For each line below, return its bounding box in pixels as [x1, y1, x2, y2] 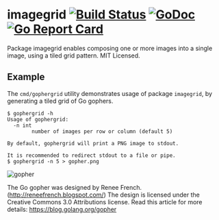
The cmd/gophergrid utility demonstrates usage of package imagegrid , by [7, 89, 213, 97]
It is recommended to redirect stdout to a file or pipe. [7, 151, 176, 159]
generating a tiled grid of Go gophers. [7, 97, 114, 105]
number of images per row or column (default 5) [31, 127, 173, 135]
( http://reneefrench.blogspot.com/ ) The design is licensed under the [7, 191, 200, 199]
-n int [13, 122, 32, 129]
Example [7, 71, 45, 83]
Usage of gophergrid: [7, 116, 69, 123]
